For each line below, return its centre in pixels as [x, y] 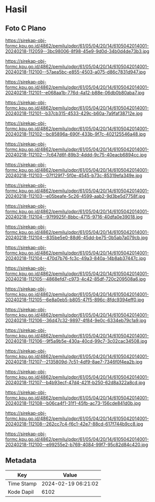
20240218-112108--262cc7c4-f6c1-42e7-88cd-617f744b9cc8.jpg [74, 424]
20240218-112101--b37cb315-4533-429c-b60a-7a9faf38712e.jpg [74, 113]
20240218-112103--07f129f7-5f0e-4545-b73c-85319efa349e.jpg [74, 175]
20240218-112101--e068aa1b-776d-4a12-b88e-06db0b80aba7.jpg [75, 93]
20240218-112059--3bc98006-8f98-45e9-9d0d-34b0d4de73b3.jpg [77, 51]
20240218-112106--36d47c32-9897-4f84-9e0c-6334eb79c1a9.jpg [76, 320]
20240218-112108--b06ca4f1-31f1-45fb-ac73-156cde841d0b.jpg [73, 403]
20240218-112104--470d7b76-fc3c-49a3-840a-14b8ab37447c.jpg [76, 258]
